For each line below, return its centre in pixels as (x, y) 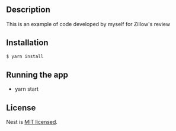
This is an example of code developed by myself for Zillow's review (88, 24)
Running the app (37, 74)
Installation (27, 43)
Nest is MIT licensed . (32, 122)
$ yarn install (25, 56)
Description (28, 10)
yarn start (27, 89)
